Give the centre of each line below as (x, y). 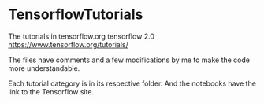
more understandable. (44, 68)
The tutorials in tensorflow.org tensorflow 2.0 (82, 36)
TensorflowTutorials (76, 15)
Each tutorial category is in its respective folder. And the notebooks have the (132, 83)
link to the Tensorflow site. (51, 91)
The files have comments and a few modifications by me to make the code (129, 60)
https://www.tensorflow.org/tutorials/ (68, 44)
